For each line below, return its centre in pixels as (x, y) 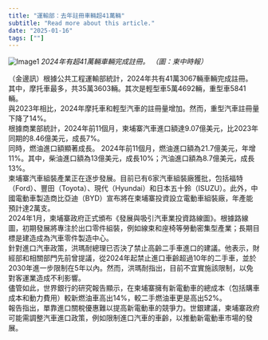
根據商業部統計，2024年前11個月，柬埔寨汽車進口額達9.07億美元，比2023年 (134, 128)
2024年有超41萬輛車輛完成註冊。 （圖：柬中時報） (124, 61)
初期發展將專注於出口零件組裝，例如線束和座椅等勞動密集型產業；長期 (137, 228)
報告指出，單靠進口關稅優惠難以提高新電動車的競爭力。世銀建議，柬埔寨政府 (134, 308)
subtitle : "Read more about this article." (82, 23)
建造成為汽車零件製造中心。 (67, 238)
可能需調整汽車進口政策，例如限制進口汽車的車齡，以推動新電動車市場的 (127, 318)
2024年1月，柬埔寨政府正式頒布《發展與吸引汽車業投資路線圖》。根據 (122, 218)
